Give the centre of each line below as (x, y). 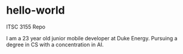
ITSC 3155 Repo (26, 27)
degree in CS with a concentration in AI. (55, 45)
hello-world (36, 10)
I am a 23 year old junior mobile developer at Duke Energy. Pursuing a (92, 38)
